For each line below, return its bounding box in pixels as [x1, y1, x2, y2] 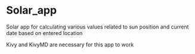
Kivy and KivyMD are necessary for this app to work [6, 41, 134, 48]
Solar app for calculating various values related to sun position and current [6, 23, 189, 30]
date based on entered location [6, 29, 83, 36]
